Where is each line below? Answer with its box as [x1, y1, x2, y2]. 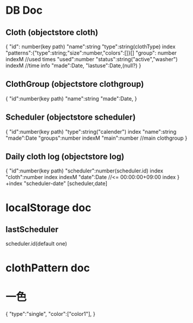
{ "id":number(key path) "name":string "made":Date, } [5, 95, 137, 102]
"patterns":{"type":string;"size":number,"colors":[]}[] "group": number [5, 49, 177, 57]
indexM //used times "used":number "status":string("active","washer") [5, 56, 178, 62]
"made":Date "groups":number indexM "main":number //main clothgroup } [5, 134, 188, 142]
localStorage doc [5, 200, 91, 214]
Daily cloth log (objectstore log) [5, 152, 125, 162]
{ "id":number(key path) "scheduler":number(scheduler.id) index [5, 167, 164, 174]
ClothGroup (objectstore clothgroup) [5, 79, 144, 89]
